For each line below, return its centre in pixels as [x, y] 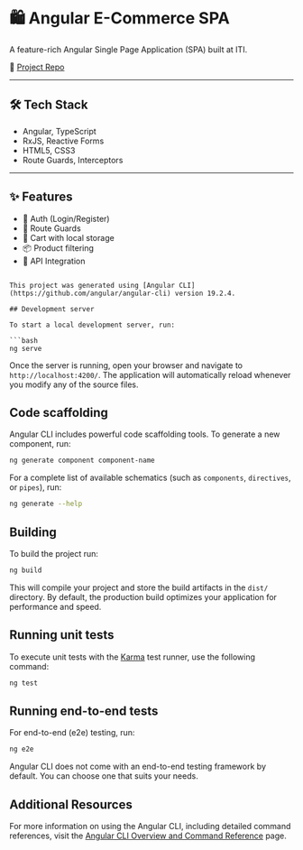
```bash [24, 340]
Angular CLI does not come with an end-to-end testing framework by [138, 767]
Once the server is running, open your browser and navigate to [126, 365]
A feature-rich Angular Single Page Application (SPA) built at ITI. [129, 49]
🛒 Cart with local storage [68, 237]
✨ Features [41, 197]
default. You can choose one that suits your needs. [104, 776]
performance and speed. [55, 606]
